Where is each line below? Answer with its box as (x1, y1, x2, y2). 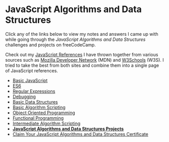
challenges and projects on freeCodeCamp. (5, 41, 96, 48)
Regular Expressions (12, 88, 55, 94)
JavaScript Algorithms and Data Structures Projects (12, 125, 124, 132)
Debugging (12, 93, 36, 100)
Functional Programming (12, 115, 64, 121)
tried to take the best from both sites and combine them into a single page (5, 62, 159, 68)
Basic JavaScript (12, 77, 48, 83)
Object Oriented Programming (12, 110, 76, 116)
